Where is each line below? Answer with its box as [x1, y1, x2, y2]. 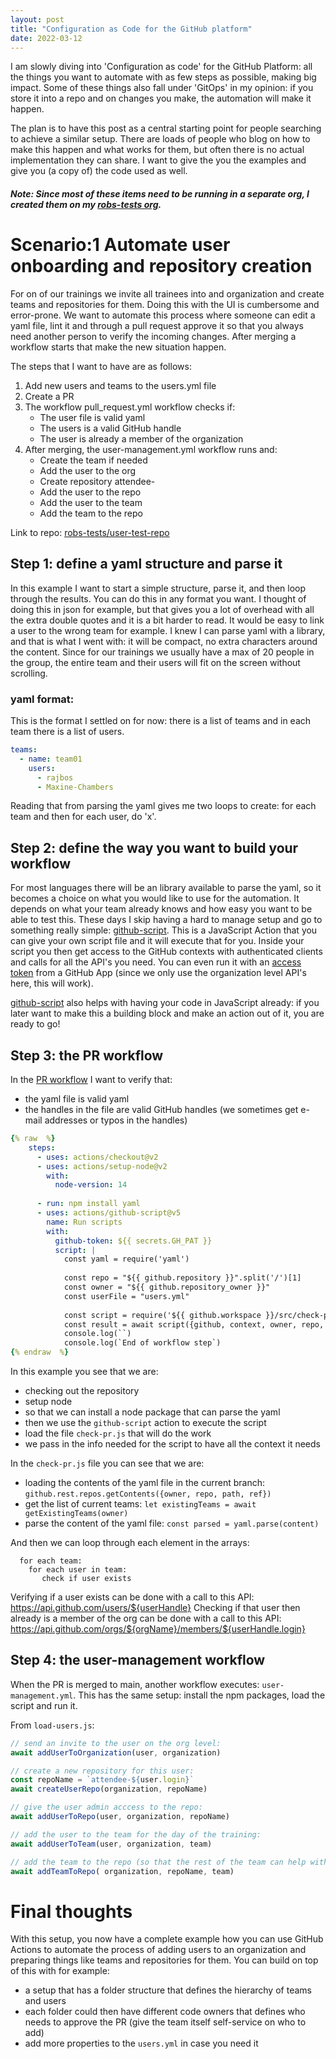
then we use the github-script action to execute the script [24, 1417, 267, 1429]
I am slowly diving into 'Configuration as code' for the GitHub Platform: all [10, 61, 313, 73]
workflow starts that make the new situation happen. [10, 341, 227, 353]
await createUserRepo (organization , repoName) [10, 1784, 208, 1795]
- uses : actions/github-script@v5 [36, 1208, 182, 1218]
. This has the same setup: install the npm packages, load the [73, 1689, 326, 1701]
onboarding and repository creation [10, 255, 313, 278]
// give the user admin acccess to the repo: [10, 1802, 203, 1813]
